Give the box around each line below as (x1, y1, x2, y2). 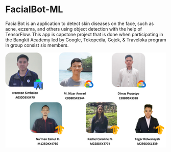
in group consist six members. (5, 42, 69, 48)
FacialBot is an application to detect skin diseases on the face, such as (5, 20, 154, 27)
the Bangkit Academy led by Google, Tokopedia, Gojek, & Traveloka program (5, 37, 167, 43)
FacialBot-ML (5, 4, 63, 15)
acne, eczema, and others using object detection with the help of (5, 26, 142, 32)
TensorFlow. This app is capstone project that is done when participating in (5, 31, 163, 37)
